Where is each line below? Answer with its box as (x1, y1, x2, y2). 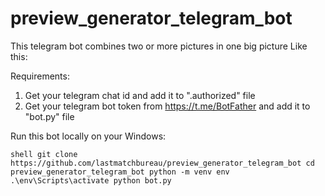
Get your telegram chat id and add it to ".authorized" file (24, 89, 256, 101)
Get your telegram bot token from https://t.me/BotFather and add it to (24, 100, 311, 112)
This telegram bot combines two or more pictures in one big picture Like (10, 40, 308, 52)
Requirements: (10, 70, 70, 82)
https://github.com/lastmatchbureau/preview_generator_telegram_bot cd (10, 158, 315, 168)
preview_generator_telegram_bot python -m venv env (10, 167, 230, 177)
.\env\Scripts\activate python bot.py (10, 175, 172, 186)
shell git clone (10, 149, 78, 159)
